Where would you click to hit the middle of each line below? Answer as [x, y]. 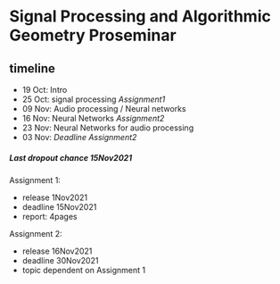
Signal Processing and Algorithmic [140, 17]
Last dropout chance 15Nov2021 [70, 157]
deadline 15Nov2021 [59, 206]
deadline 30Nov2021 [60, 260]
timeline [33, 68]
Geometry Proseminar [93, 35]
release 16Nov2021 [57, 251]
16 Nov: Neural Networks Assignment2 [93, 118]
